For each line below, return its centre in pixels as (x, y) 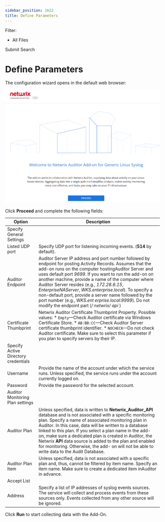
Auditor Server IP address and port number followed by (94, 258)
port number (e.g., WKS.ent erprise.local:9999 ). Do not (94, 300)
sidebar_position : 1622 (29, 10)
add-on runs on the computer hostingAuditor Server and (96, 269)
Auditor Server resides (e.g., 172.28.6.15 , (81, 285)
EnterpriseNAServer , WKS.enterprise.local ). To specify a (96, 290)
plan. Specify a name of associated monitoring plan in (93, 420)
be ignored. (50, 503)
